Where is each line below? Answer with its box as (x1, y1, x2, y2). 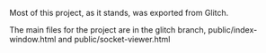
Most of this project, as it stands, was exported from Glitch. (9, 8, 229, 18)
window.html (9, 34, 57, 44)
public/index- (208, 25, 258, 34)
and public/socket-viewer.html (58, 34, 171, 44)
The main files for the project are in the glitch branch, (9, 25, 207, 34)
